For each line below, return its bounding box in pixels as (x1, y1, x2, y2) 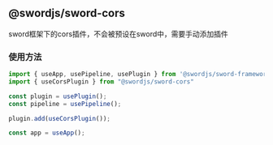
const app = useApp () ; (8, 129, 85, 137)
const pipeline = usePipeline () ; (8, 100, 122, 108)
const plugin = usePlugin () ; (8, 92, 107, 100)
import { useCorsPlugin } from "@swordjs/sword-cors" (8, 77, 195, 86)
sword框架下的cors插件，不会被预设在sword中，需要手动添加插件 (8, 28, 229, 39)
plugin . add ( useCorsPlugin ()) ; (8, 114, 111, 122)
